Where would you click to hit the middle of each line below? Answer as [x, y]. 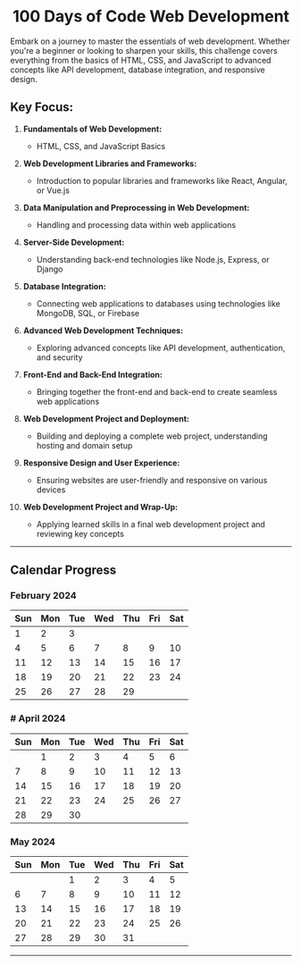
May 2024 [33, 842]
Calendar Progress [63, 571]
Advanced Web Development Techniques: [103, 330]
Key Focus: [42, 108]
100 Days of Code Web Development [151, 17]
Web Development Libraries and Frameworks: [110, 164]
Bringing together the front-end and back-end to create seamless [157, 391]
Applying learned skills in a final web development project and [151, 524]
